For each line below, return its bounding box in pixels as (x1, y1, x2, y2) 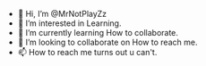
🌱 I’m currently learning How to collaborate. (17, 28, 179, 37)
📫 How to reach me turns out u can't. (17, 47, 158, 57)
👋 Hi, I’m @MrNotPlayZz (17, 9, 107, 19)
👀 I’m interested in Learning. (17, 18, 122, 29)
